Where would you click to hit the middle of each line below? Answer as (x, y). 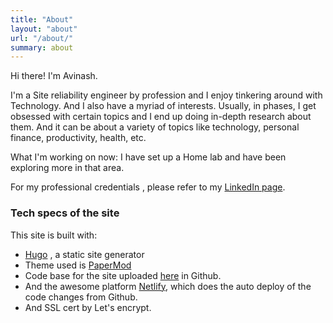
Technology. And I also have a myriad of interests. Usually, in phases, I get (163, 106)
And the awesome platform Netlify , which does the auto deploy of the (168, 286)
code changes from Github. (81, 297)
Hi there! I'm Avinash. (54, 76)
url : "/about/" (42, 38)
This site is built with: (54, 235)
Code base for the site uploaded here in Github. (123, 275)
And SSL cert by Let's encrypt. (88, 307)
